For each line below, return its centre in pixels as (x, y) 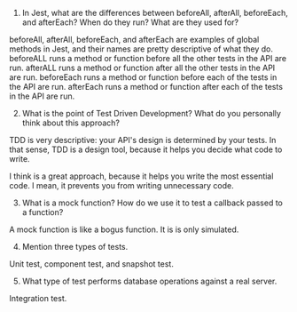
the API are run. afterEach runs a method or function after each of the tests (146, 87)
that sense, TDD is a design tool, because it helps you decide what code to (146, 149)
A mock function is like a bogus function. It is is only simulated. (124, 229)
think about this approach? (71, 123)
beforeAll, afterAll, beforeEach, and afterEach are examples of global (134, 40)
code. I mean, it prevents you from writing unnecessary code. (121, 185)
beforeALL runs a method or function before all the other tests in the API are (148, 58)
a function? (43, 212)
